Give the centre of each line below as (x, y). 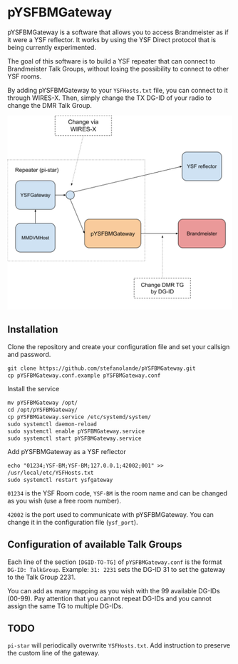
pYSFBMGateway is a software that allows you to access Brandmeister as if (118, 32)
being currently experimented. (52, 47)
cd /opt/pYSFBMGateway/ (43, 410)
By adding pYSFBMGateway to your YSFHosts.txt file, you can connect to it (118, 90)
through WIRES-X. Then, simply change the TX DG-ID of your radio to (110, 98)
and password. (29, 354)
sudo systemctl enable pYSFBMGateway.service (76, 431)
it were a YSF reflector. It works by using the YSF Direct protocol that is (112, 39)
